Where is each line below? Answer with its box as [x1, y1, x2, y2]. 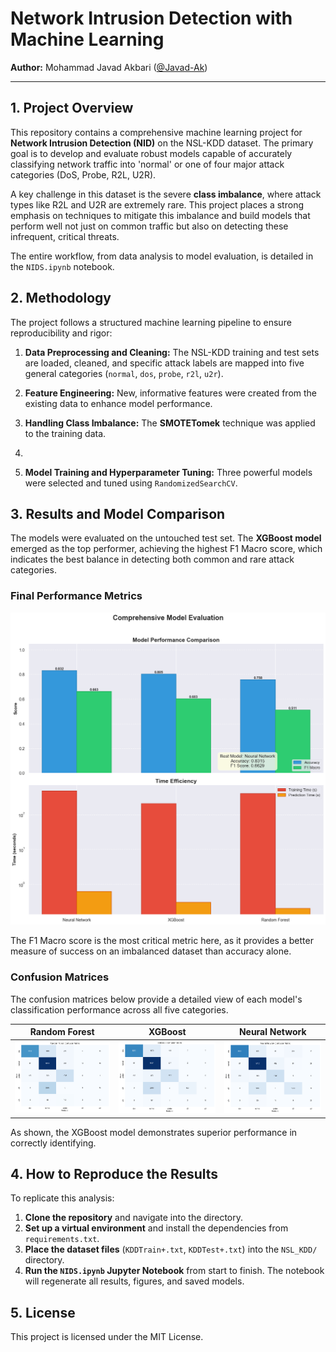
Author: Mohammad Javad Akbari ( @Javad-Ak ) [10, 61, 208, 73]
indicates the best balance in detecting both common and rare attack [10, 553, 295, 566]
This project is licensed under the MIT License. [10, 1331, 204, 1343]
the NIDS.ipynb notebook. [10, 260, 115, 272]
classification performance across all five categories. [10, 1003, 229, 1016]
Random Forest [29, 1026, 95, 1038]
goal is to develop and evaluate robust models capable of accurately [10, 147, 293, 159]
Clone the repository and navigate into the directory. [24, 1212, 244, 1224]
